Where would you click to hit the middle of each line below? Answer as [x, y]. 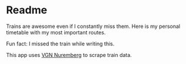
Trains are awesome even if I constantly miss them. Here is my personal [93, 26]
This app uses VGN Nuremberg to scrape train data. [69, 55]
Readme [27, 10]
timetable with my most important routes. [56, 32]
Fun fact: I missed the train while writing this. [60, 44]
